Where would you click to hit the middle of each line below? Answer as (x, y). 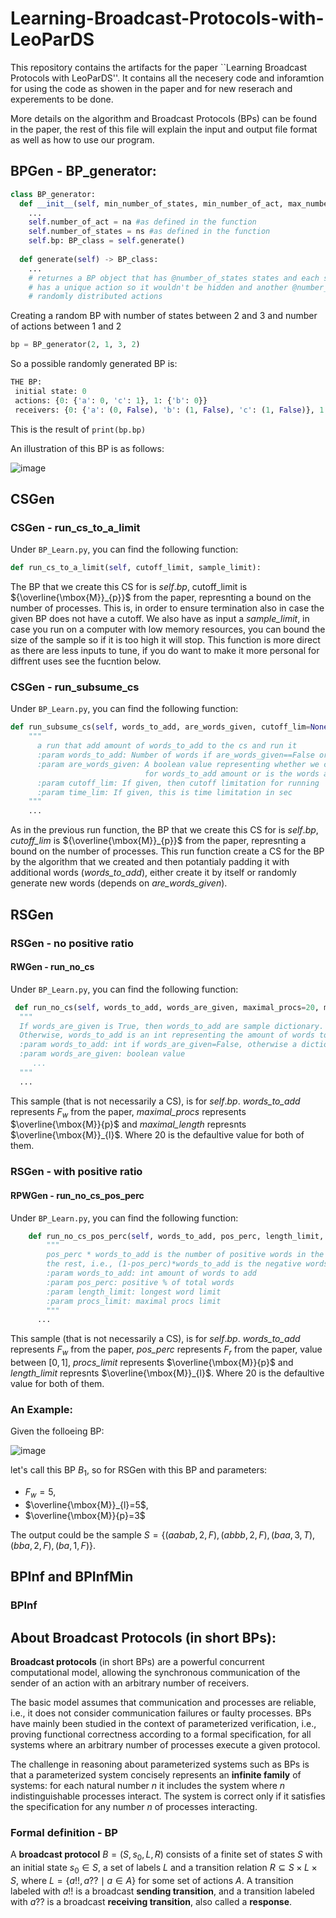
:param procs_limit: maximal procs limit (134, 1301)
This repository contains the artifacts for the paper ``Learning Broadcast (159, 67)
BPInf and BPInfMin (72, 1577)
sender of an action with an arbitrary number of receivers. (130, 1683)
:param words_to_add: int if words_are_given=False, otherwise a (158, 1045)
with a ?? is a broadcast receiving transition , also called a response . (151, 1901)
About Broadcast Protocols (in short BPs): (143, 1637)
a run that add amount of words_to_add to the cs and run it (167, 746)
